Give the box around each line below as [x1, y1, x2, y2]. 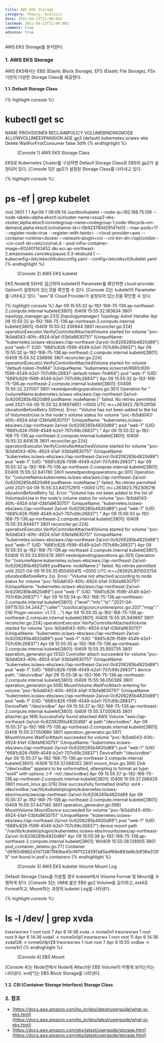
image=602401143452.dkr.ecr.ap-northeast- [5, 246, 95, 252]
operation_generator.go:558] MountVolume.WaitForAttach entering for [5, 682, 147, 688]
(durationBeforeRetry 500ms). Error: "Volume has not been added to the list [5, 407, 158, 413]
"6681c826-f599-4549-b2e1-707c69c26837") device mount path [5, 823, 138, 829]
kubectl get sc [5, 114, 65, 125]
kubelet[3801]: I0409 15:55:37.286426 [80, 776, 158, 782]
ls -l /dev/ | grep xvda [5, 913, 94, 924]
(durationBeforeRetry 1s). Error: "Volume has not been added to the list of [5, 490, 153, 496]
